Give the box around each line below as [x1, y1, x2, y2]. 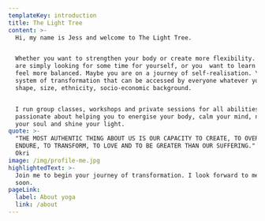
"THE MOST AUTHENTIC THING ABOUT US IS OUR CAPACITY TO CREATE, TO [15, 135, 242, 143]
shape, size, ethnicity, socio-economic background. [15, 84, 192, 92]
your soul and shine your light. [15, 120, 125, 128]
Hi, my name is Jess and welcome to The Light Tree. [15, 33, 192, 42]
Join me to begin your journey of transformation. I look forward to [15, 171, 248, 179]
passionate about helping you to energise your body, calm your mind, [15, 112, 252, 121]
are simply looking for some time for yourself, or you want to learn [15, 62, 256, 70]
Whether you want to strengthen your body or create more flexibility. [15, 54, 256, 63]
